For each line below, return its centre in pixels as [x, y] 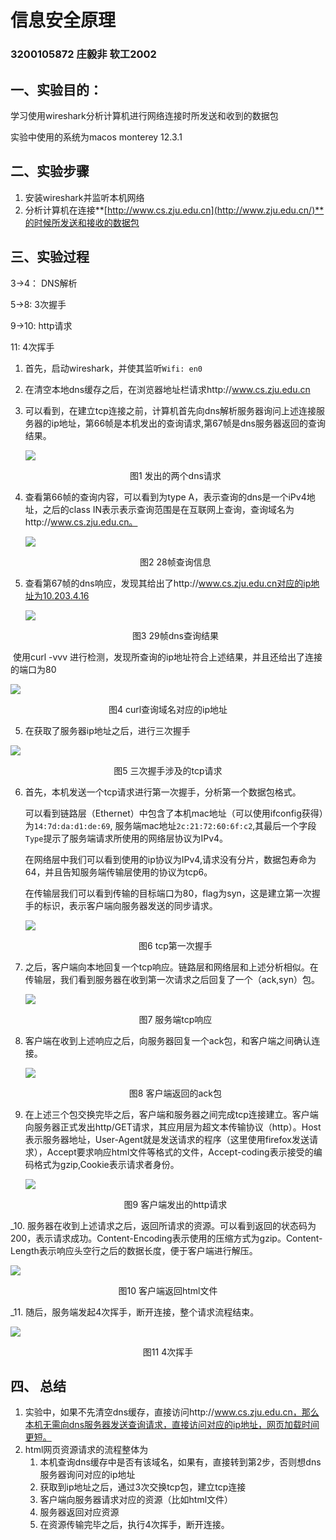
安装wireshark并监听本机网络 [84, 197]
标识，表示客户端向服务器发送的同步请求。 [130, 905]
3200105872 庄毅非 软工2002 [83, 54]
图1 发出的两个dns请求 [175, 475]
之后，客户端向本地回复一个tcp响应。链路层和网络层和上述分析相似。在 [171, 967]
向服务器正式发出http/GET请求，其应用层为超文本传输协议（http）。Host [173, 1127]
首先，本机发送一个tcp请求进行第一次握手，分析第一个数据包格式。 [163, 792]
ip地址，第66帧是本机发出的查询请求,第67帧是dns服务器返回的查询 [188, 423]
